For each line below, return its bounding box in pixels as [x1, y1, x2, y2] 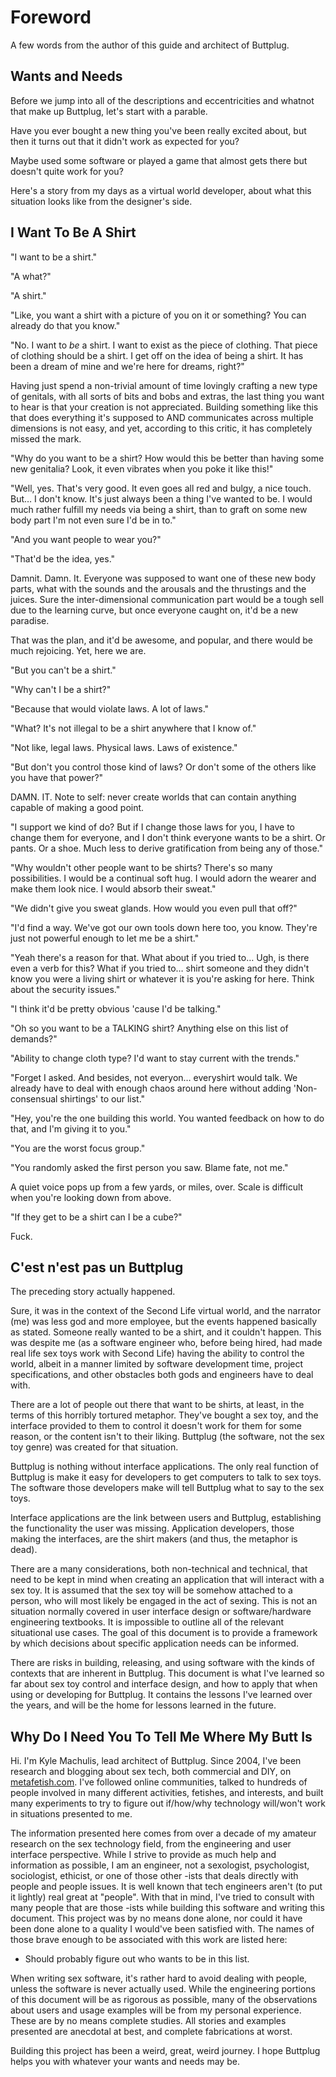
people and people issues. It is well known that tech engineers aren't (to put [10, 1881, 323, 1893]
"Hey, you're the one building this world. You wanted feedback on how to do [10, 1112, 325, 1124]
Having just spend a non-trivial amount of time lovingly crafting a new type [10, 379, 318, 391]
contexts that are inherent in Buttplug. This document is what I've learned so [10, 1667, 325, 1680]
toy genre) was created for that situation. [10, 1441, 179, 1453]
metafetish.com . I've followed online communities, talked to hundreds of [10, 1776, 308, 1788]
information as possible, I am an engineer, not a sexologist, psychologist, [10, 1859, 310, 1871]
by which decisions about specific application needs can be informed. [10, 1637, 300, 1650]
